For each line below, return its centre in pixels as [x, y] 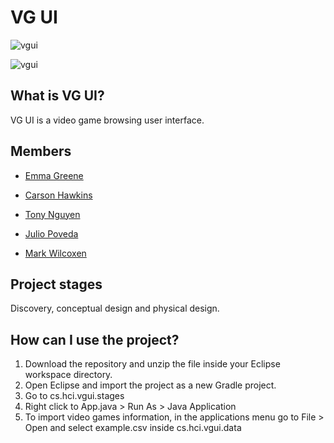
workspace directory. [68, 375]
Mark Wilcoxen [55, 253]
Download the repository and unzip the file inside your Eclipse [152, 364]
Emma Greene [54, 175]
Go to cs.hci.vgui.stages [74, 396]
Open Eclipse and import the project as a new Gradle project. [150, 385]
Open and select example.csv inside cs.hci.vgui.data [133, 428]
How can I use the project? [95, 339]
